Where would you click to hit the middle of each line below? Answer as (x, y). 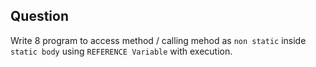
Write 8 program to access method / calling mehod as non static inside (158, 40)
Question (39, 16)
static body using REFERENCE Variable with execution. (121, 51)
